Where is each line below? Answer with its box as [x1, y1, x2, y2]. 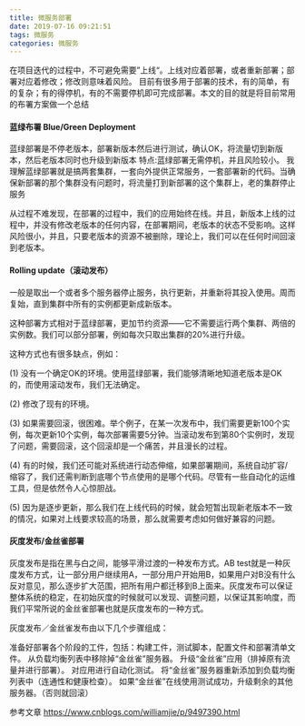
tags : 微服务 [9, 30, 54, 39]
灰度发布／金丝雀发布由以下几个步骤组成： [9, 622, 169, 633]
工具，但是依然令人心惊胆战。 [9, 482, 121, 493]
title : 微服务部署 [9, 13, 73, 23]
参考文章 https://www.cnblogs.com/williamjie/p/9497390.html [9, 706, 241, 717]
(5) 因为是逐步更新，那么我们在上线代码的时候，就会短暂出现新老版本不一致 [9, 501, 293, 512]
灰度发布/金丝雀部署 [9, 536, 84, 547]
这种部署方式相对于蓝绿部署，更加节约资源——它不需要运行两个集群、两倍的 [9, 318, 296, 328]
